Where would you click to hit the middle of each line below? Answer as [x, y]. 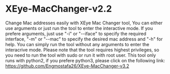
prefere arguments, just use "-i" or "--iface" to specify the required [76, 33]
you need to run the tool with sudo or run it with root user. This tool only [81, 55]
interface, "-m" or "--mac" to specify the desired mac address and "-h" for [84, 39]
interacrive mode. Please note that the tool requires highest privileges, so [82, 50]
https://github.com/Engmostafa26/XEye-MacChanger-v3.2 [67, 66]
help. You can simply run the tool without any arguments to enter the [77, 44]
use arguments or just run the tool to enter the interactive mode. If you [79, 28]
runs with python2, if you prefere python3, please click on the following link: [85, 60]
